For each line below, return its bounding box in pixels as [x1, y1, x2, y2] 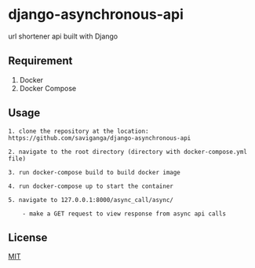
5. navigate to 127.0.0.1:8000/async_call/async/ [8, 196, 174, 204]
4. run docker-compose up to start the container [8, 182, 174, 190]
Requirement [8, 54, 73, 68]
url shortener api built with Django [8, 31, 118, 41]
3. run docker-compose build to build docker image [8, 168, 180, 176]
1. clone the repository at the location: [8, 127, 149, 135]
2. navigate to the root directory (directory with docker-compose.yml [8, 148, 247, 156]
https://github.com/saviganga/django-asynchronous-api [8, 134, 191, 142]
